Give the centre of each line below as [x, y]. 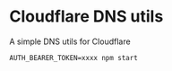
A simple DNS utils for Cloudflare [70, 41]
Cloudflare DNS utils [86, 17]
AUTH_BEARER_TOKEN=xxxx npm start [74, 58]
